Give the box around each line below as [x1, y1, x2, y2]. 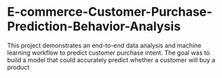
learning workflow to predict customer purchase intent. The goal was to [7, 49, 210, 57]
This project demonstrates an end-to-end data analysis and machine [7, 41, 201, 49]
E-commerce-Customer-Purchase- [7, 4, 213, 20]
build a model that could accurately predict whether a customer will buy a [7, 55, 216, 64]
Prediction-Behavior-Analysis [7, 18, 181, 34]
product [7, 63, 30, 71]
